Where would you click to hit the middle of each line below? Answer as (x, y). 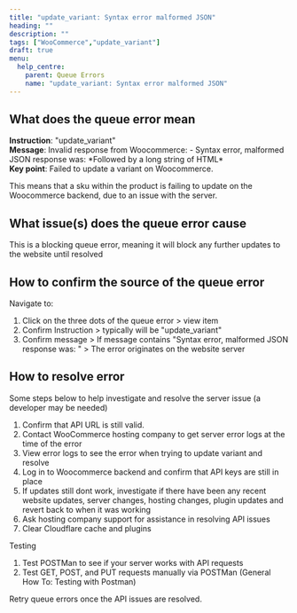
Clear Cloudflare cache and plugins (87, 528)
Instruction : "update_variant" (63, 141)
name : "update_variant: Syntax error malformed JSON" (126, 83)
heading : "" (31, 26)
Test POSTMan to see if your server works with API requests (133, 562)
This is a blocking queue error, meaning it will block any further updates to (145, 245)
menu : (19, 59)
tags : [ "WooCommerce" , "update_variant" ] (85, 42)
